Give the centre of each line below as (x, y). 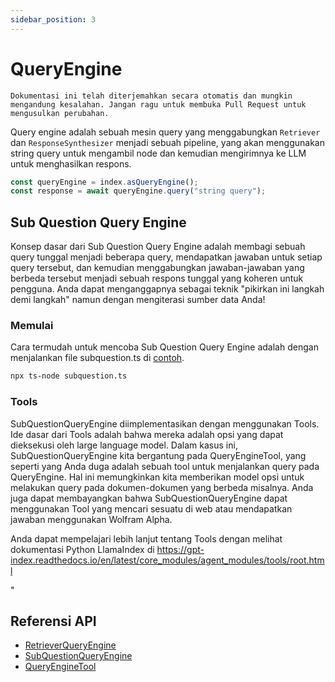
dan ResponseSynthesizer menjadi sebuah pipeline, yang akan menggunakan (168, 142)
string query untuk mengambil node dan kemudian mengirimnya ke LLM (158, 153)
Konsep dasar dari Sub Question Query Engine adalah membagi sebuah (158, 247)
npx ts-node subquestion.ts (69, 376)
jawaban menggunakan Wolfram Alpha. (91, 519)
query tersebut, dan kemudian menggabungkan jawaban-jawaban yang (157, 268)
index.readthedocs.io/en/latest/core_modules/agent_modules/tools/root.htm (167, 560)
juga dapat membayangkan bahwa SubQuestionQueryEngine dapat (149, 498)
